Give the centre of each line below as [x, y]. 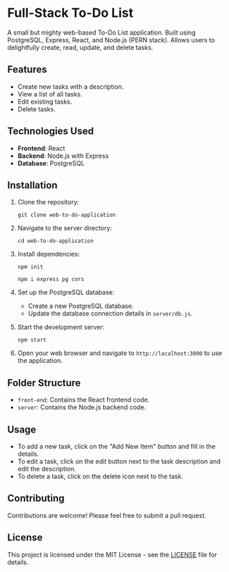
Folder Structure [44, 383]
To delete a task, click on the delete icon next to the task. [100, 476]
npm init [30, 267]
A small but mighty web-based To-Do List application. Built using [101, 32]
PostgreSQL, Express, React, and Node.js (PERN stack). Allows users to [111, 39]
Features [27, 69]
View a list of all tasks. [50, 94]
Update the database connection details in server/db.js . [110, 313]
